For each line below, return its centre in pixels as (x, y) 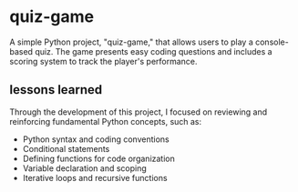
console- (272, 42)
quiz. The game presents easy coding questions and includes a (154, 51)
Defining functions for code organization (98, 158)
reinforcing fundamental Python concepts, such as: (106, 121)
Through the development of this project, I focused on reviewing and (139, 112)
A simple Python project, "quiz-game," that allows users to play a (131, 42)
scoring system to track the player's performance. (103, 61)
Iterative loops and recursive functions (95, 177)
